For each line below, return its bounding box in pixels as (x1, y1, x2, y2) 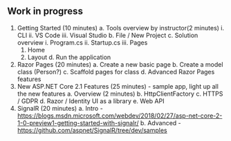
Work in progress (7, 6, 83, 17)
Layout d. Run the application (27, 53, 111, 61)
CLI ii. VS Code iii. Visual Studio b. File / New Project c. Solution (17, 31, 198, 39)
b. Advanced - (140, 118, 181, 127)
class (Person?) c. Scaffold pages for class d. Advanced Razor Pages (17, 67, 215, 76)
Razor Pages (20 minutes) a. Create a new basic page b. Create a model (17, 60, 223, 68)
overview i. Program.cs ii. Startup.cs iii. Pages (17, 38, 148, 47)
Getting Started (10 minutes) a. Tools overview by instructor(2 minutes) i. (17, 23, 225, 32)
